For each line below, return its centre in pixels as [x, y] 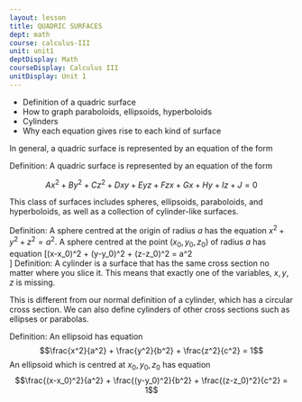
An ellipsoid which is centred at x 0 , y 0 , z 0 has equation [110, 365]
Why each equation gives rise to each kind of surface [122, 131]
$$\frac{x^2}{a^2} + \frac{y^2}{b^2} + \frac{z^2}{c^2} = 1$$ [151, 350]
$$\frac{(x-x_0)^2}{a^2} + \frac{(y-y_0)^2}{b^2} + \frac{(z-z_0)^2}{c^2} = [151, 380]
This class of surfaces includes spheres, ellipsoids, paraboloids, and [136, 202]
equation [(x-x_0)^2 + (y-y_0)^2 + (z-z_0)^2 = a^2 [101, 253]
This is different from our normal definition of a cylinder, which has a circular [151, 299]
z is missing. [32, 282]
